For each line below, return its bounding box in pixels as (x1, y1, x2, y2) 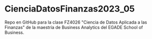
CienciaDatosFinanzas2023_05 (4, 3, 135, 14)
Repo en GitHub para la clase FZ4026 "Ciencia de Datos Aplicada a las (4, 19, 147, 25)
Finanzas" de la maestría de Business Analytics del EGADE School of (4, 24, 143, 30)
